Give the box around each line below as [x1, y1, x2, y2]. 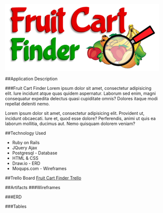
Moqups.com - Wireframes [12, 166, 67, 171]
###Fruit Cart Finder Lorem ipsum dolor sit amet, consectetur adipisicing [5, 85, 152, 91]
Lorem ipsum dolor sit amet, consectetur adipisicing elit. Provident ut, [5, 110, 145, 116]
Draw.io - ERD [12, 160, 41, 167]
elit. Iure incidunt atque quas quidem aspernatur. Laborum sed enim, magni [5, 90, 156, 96]
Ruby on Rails [12, 140, 40, 146]
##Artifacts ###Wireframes [5, 185, 61, 191]
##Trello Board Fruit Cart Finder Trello [5, 175, 81, 181]
